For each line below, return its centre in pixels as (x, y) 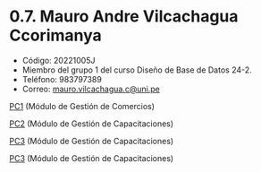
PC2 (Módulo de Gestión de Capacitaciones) (92, 124)
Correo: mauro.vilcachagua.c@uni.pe (91, 89)
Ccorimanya (56, 35)
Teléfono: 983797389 (62, 79)
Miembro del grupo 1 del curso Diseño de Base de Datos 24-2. (137, 70)
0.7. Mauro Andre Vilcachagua (124, 17)
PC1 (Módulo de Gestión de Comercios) (82, 106)
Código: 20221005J (59, 60)
